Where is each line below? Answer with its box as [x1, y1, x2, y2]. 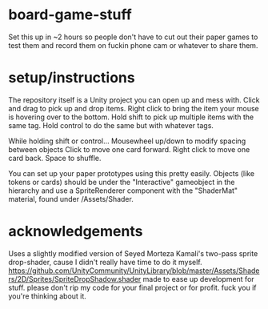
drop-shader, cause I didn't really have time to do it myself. [8, 257, 202, 267]
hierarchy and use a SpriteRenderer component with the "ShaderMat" [8, 186, 238, 195]
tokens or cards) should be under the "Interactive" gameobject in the [8, 177, 235, 187]
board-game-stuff [8, 6, 132, 24]
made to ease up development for [142, 274, 254, 283]
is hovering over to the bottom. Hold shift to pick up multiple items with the [8, 112, 254, 122]
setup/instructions [8, 69, 135, 87]
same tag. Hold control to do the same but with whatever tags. [8, 120, 214, 130]
